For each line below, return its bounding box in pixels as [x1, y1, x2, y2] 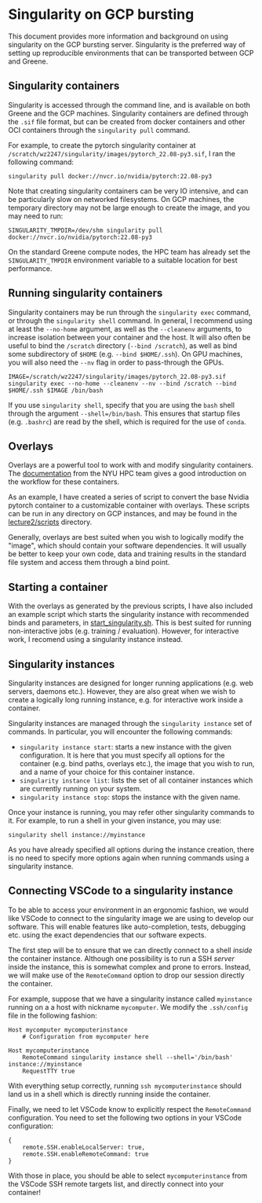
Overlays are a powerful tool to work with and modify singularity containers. [8, 460, 253, 470]
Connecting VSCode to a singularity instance [8, 884, 234, 897]
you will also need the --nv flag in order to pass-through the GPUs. [8, 358, 224, 367]
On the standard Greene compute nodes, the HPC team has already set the [8, 247, 251, 256]
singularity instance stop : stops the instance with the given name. [19, 792, 241, 801]
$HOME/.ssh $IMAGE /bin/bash [8, 387, 104, 394]
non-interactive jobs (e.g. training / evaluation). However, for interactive [8, 626, 239, 636]
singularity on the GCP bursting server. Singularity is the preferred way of [8, 39, 246, 49]
